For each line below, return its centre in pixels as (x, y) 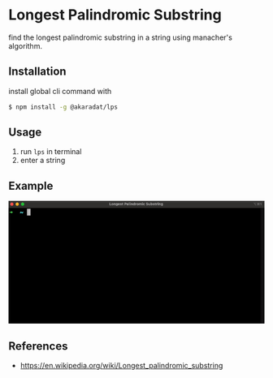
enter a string (43, 161)
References (38, 346)
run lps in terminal (51, 152)
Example (31, 185)
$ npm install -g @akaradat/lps (63, 107)
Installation (37, 72)
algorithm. (26, 45)
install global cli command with (60, 91)
